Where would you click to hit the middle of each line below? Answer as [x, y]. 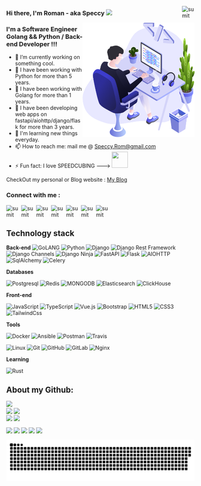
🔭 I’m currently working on [47, 57]
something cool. [35, 63]
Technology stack [40, 233]
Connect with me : [33, 195]
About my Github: [40, 389]
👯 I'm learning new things [46, 133]
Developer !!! [38, 44]
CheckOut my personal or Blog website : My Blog [67, 180]
